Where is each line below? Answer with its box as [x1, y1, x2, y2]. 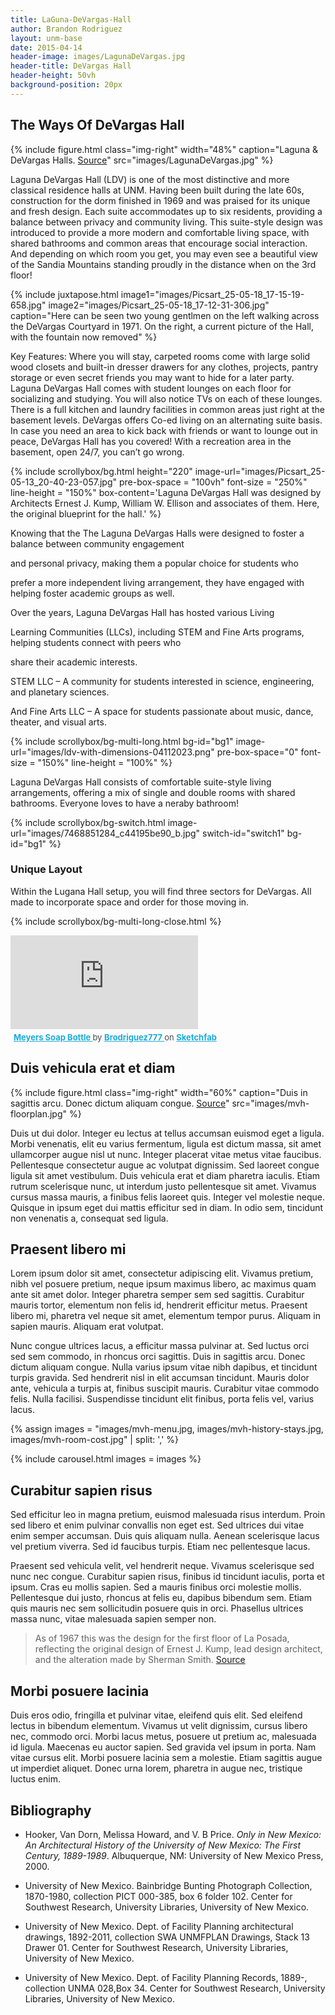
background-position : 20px [10, 80, 123, 90]
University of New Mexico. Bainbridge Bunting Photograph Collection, [24, 1879, 313, 1891]
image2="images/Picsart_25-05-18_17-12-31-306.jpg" [48, 299, 270, 311]
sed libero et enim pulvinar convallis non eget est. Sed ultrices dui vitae [10, 1519, 305, 1531]
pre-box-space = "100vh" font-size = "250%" [118, 476, 308, 488]
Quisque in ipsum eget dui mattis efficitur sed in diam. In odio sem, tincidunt [10, 1201, 324, 1213]
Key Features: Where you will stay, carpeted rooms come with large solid [10, 350, 311, 362]
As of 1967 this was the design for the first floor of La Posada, [34, 1632, 290, 1645]
